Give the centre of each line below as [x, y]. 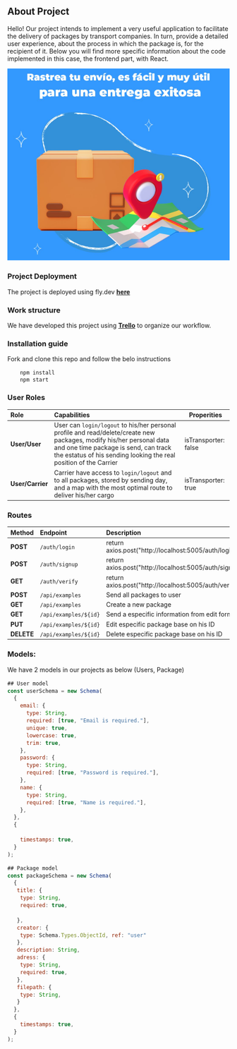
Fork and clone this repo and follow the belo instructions [89, 359]
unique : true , [47, 728]
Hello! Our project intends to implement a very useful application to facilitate [118, 28]
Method [22, 533]
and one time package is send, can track [113, 448]
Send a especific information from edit [161, 614]
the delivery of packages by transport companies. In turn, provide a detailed [118, 36]
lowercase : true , [51, 735]
